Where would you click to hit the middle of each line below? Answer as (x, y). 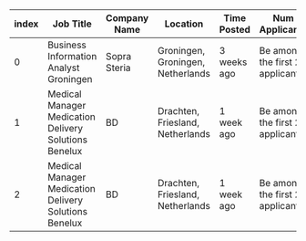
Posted (235, 30)
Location (184, 24)
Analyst (63, 68)
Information (72, 57)
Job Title (72, 24)
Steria (118, 68)
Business (66, 45)
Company (127, 18)
